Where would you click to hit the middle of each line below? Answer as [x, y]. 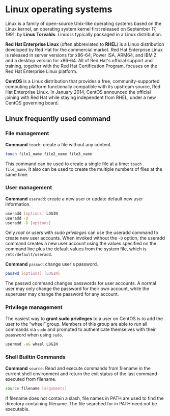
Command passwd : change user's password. [52, 264]
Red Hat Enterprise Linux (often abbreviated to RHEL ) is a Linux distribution [85, 44]
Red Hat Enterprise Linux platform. [41, 71]
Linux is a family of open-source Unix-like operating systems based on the [83, 23]
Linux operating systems [59, 9]
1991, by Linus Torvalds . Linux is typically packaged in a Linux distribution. [84, 34]
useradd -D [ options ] [28, 223]
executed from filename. [31, 379]
